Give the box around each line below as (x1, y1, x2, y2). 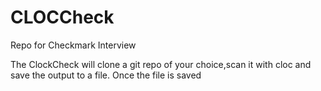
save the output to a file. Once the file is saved (10, 69, 202, 81)
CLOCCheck (10, 6, 115, 29)
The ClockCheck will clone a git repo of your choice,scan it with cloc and (10, 58, 312, 70)
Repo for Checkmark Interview (10, 39, 137, 51)
